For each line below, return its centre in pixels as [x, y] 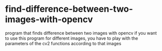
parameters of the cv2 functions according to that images [63, 43]
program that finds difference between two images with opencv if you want [81, 33]
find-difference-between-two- [69, 9]
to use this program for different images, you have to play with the [72, 38]
